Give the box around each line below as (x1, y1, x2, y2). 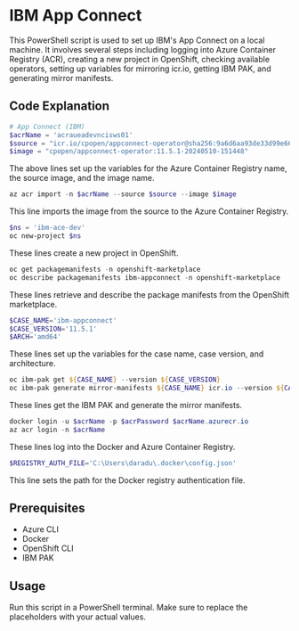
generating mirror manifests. (9, 72, 114, 83)
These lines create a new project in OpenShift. (9, 247, 179, 258)
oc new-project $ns (9, 232, 82, 241)
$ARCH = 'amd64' (9, 332, 62, 341)
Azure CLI (21, 524, 60, 535)
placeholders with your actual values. (9, 611, 147, 622)
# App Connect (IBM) (9, 122, 86, 131)
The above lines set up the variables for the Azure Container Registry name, (9, 163, 287, 174)
